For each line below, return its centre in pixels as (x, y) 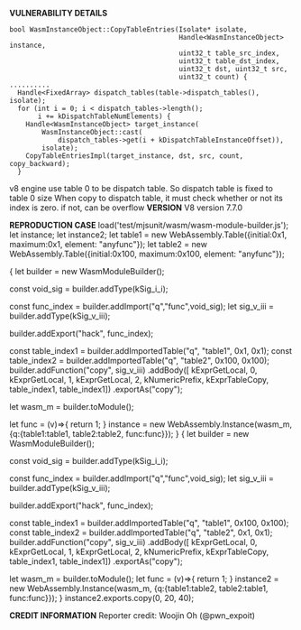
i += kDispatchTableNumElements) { (104, 116)
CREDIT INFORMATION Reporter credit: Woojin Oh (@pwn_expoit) (132, 616)
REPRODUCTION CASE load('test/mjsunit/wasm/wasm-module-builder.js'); (149, 225)
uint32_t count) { (213, 77)
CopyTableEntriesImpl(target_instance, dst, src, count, (135, 156)
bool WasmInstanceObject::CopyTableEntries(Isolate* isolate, (128, 30)
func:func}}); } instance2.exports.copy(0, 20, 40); (102, 598)
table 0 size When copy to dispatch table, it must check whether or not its (146, 198)
